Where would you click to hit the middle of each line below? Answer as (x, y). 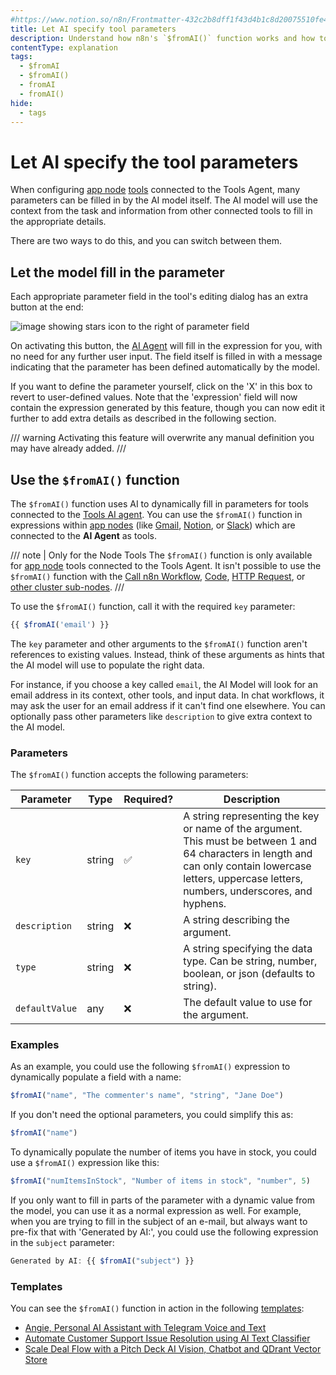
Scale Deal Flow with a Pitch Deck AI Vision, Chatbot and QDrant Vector (173, 1349)
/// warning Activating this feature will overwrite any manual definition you (162, 438)
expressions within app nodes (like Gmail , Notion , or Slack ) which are (153, 525)
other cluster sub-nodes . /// (67, 587)
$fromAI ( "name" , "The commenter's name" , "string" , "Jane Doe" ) (147, 1096)
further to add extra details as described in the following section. (143, 418)
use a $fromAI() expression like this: (85, 1163)
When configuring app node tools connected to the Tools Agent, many (155, 190)
